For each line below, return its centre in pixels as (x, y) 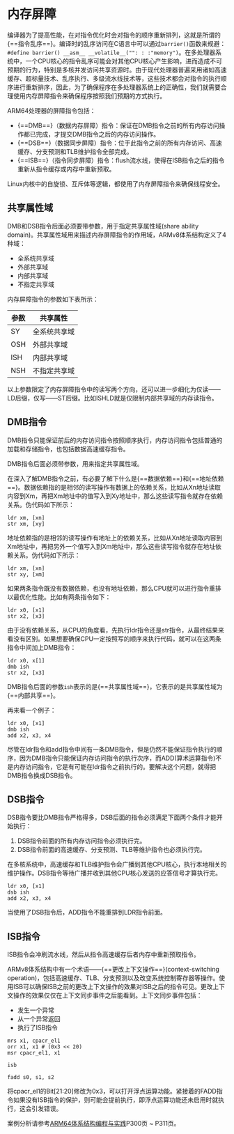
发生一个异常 (36, 1010)
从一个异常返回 (39, 1019)
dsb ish (18, 892)
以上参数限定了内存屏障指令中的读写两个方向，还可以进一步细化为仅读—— (114, 389)
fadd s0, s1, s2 (31, 1078)
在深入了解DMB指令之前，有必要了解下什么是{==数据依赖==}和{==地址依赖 (116, 479)
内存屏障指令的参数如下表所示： (53, 299)
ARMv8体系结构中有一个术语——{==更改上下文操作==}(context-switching (113, 970)
